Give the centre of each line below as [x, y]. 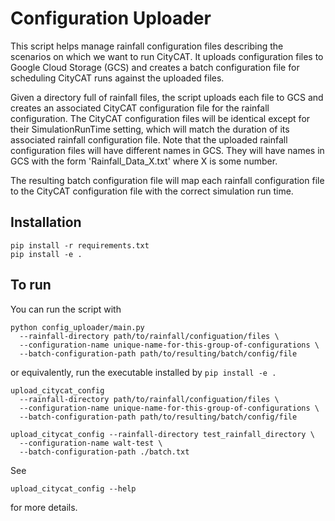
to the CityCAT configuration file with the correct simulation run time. [152, 191]
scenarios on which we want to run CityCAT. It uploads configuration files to [167, 56]
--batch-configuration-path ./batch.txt [104, 452]
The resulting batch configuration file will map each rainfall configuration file [167, 180]
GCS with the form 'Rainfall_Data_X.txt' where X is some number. [144, 161]
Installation [46, 222]
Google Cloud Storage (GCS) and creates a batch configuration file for [155, 67]
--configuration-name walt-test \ [91, 443]
